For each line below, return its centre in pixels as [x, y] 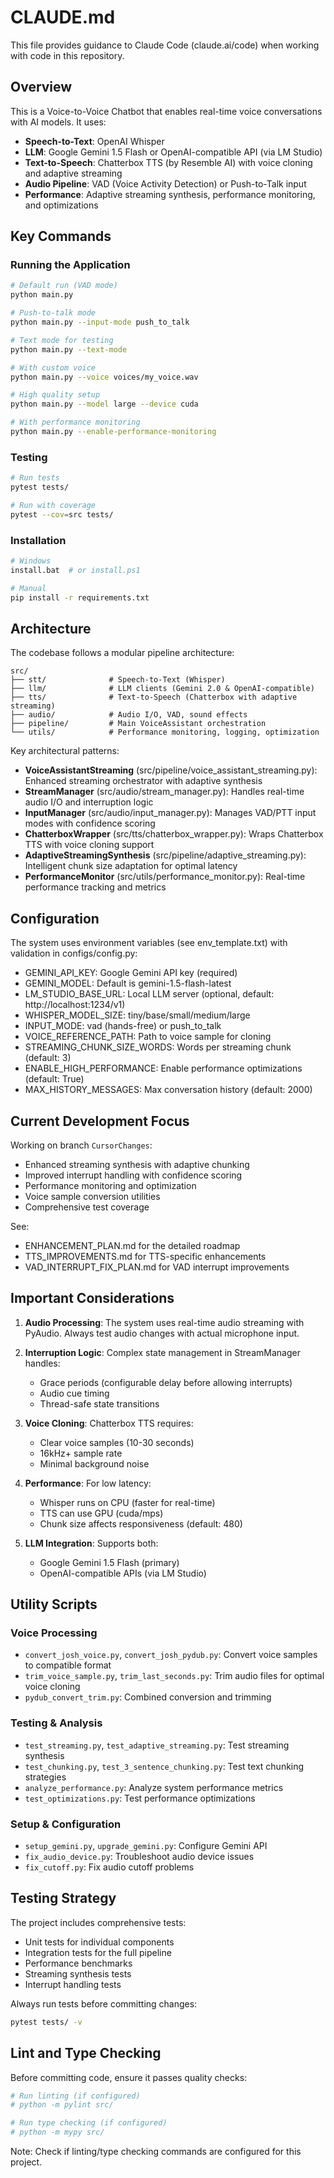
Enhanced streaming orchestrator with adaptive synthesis [143, 781]
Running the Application [70, 265]
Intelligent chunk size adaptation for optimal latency [131, 866]
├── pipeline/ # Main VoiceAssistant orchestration [138, 724]
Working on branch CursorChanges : [81, 1145]
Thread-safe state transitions [99, 1403]
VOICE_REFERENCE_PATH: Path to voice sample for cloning [148, 1037]
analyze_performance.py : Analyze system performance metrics [154, 1787]
